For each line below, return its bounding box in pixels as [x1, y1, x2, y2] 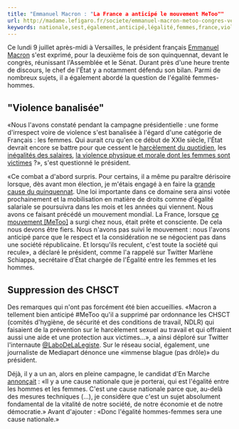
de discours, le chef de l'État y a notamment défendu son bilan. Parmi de [7, 66, 221, 75]
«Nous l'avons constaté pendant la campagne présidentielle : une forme [7, 120, 219, 129]
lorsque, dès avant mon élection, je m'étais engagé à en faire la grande [7, 180, 216, 189]
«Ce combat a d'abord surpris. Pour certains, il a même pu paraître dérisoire [7, 172, 231, 181]
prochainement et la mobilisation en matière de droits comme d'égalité [7, 195, 214, 204]
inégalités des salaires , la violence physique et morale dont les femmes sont [7, 151, 230, 160]
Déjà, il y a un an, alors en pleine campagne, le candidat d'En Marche [7, 370, 210, 378]
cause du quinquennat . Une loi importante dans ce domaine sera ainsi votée [7, 187, 230, 196]
